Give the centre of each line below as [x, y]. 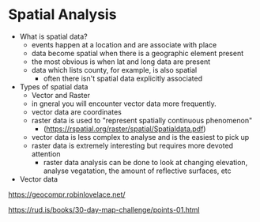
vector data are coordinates [77, 111]
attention [46, 154]
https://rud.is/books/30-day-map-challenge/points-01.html [104, 209]
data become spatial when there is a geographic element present [138, 53]
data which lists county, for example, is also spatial [114, 70]
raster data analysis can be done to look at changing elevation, [145, 162]
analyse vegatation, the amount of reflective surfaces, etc [137, 171]
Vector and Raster [61, 95]
